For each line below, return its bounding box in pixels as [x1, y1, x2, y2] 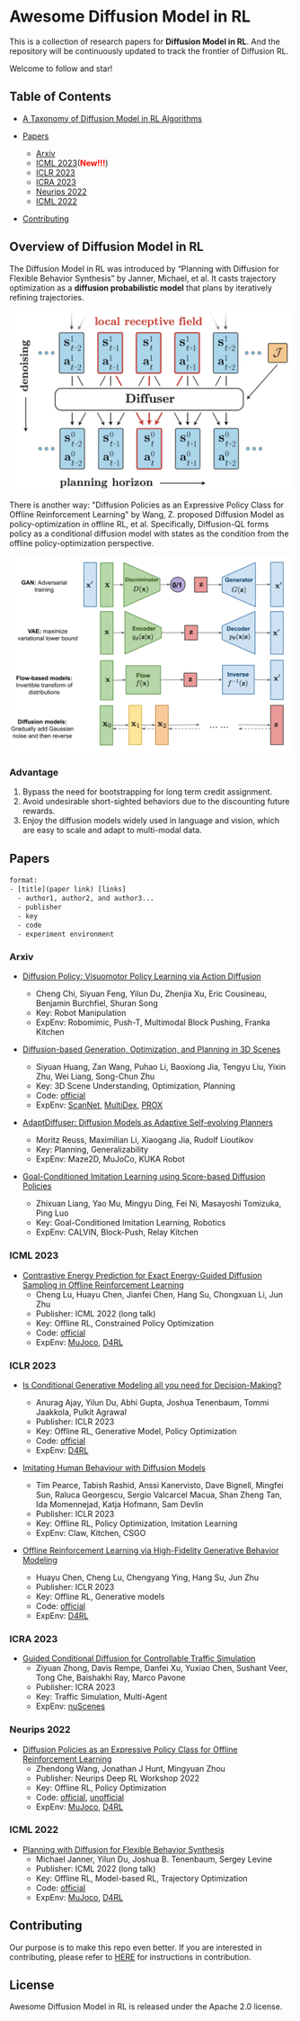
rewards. [22, 805, 56, 816]
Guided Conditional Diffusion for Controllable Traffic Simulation [22, 1653, 256, 1664]
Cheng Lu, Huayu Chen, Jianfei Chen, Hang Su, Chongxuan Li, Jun [35, 1289, 284, 1299]
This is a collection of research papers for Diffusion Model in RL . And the [9, 36, 280, 47]
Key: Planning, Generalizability [35, 1145, 149, 1155]
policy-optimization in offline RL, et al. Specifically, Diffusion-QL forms [9, 519, 269, 530]
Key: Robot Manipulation [35, 1008, 127, 1019]
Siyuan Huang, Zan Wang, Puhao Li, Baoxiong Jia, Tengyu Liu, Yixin [35, 1062, 287, 1073]
